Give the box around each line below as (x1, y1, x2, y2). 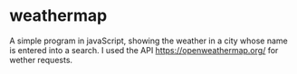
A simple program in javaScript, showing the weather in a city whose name (9, 35, 288, 46)
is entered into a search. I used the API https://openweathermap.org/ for (9, 44, 279, 55)
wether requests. (9, 54, 73, 65)
